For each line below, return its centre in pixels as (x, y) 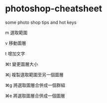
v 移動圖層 (16, 43)
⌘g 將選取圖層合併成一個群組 (35, 85)
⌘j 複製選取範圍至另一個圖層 (35, 74)
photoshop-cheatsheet (54, 9)
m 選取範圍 (17, 32)
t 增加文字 (15, 53)
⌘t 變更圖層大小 (22, 64)
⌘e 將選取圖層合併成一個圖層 (35, 96)
